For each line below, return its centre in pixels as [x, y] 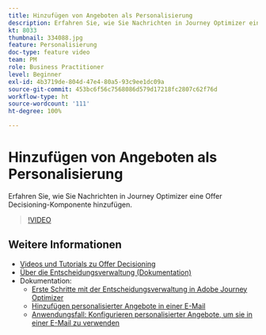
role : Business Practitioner [56, 67]
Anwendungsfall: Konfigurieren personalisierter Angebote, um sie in [142, 314]
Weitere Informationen [65, 245]
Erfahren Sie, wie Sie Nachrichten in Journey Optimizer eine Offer [115, 196]
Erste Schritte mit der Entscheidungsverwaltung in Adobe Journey [139, 289]
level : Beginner [35, 74]
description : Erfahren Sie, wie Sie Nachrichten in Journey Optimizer [127, 23]
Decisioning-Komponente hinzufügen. [70, 204]
